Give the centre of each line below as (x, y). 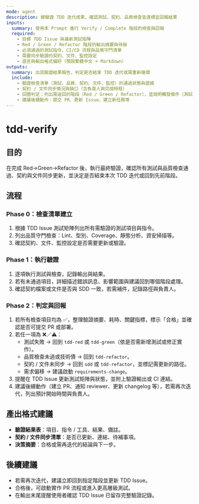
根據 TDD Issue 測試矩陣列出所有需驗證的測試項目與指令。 (86, 228)
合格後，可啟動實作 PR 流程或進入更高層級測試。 (74, 487)
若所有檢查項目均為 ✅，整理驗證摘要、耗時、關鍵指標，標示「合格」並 (101, 319)
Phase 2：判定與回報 (36, 305)
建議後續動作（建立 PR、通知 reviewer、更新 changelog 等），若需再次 (100, 386)
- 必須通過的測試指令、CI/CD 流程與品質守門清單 (69, 50)
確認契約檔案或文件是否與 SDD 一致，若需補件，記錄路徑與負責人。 (97, 289)
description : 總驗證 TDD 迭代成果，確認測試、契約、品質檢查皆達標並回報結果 (92, 17)
